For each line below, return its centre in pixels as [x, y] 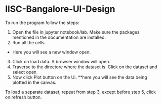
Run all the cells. [29, 42]
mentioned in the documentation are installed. [59, 37]
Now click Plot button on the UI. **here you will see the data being [80, 77]
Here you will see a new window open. [51, 52]
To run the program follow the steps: [42, 23]
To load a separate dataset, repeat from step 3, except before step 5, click [81, 92]
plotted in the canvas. [34, 82]
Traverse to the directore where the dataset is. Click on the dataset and [85, 67]
